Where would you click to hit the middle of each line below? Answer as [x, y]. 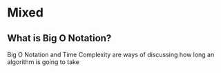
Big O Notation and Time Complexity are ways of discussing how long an [111, 54]
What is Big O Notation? [59, 38]
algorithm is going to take [43, 62]
